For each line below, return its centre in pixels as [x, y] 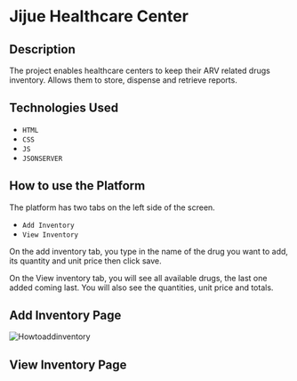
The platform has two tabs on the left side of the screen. [112, 207]
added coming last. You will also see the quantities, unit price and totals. [141, 288]
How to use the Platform [77, 186]
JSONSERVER [42, 158]
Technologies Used [64, 108]
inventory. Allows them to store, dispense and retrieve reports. [123, 80]
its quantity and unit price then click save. [85, 261]
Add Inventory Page [65, 316]
